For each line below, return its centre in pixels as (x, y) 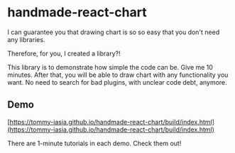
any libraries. (26, 39)
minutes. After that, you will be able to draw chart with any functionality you (118, 75)
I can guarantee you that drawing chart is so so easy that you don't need (114, 32)
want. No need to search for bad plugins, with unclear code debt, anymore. (117, 82)
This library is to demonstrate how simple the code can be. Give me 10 (110, 67)
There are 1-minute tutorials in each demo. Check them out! (94, 143)
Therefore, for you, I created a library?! (64, 53)
